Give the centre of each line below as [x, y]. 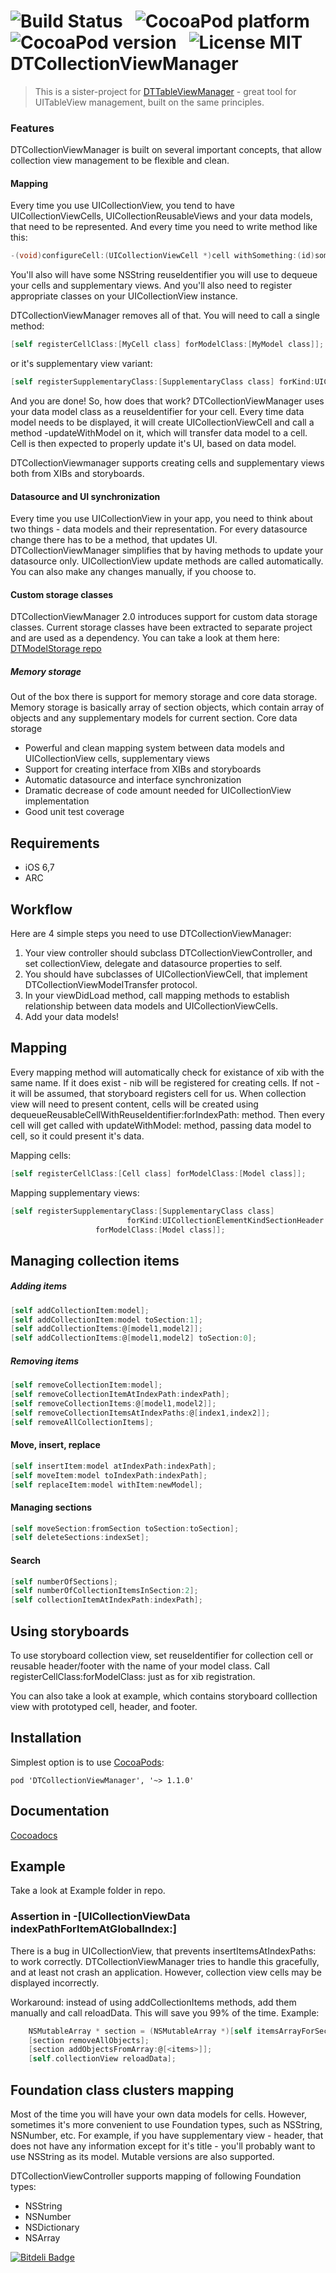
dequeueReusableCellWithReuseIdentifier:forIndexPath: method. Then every [167, 1114]
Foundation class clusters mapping [122, 2090]
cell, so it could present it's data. [77, 1136]
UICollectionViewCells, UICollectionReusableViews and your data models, [161, 216]
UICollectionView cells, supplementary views [117, 759]
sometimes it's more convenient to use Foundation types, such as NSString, [166, 2125]
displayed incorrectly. [55, 1982]
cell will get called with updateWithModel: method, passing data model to [161, 1125]
